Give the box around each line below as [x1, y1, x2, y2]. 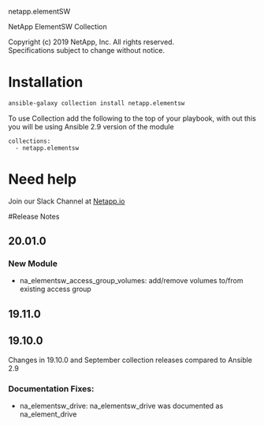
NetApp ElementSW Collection [8, 22, 108, 31]
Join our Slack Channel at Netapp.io [8, 196, 125, 206]
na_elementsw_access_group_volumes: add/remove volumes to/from [19, 276, 244, 286]
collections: [8, 137, 51, 145]
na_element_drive [19, 409, 77, 419]
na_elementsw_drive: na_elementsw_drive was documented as [19, 401, 224, 410]
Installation [8, 73, 84, 92]
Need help [8, 170, 77, 188]
